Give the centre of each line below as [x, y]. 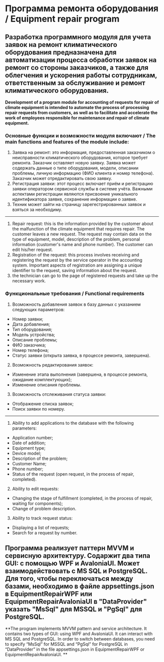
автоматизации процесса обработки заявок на [81, 60]
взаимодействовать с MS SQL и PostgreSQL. [76, 571]
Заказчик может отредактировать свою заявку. [62, 179]
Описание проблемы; [35, 340]
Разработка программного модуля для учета [78, 37]
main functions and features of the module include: [67, 141]
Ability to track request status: [42, 518]
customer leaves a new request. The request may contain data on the [82, 234]
